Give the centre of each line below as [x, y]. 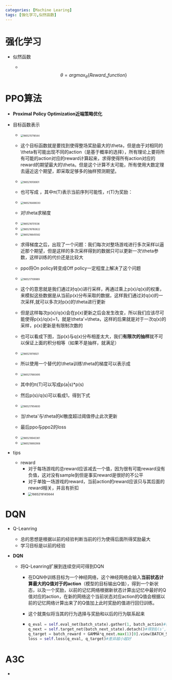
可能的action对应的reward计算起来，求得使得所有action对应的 [90, 158]
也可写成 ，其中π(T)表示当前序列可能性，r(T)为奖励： [77, 192]
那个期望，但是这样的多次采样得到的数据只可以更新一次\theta [90, 251]
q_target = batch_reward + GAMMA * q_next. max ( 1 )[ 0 [82, 634]
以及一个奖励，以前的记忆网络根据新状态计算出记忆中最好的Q [102, 590]
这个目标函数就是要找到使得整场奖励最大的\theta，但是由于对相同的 [92, 146]
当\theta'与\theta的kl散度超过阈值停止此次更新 [69, 416]
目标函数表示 [26, 125]
